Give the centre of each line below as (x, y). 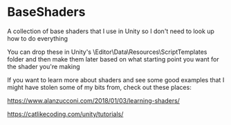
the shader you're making (44, 66)
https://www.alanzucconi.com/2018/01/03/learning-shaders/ (93, 100)
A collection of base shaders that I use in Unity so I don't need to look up (111, 31)
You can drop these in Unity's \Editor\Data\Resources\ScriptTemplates (107, 52)
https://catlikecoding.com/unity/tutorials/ (65, 114)
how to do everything (37, 38)
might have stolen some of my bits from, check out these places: (99, 87)
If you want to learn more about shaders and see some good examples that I (116, 79)
